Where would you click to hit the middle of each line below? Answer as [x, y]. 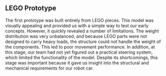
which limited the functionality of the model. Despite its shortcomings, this [81, 57]
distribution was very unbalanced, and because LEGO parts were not [76, 36]
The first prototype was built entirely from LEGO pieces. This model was [79, 20]
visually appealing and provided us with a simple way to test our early [77, 25]
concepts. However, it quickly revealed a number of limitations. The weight [82, 31]
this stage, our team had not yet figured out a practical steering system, [79, 52]
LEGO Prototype [31, 8]
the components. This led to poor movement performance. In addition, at [80, 46]
